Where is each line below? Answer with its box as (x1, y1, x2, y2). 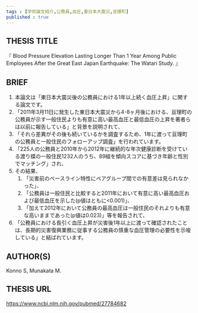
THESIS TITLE (6, 36, 58, 46)
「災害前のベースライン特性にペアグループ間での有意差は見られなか (23, 175, 189, 182)
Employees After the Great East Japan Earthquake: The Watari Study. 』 (6, 60, 181, 67)
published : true (6, 14, 49, 20)
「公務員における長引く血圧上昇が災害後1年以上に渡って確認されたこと (14, 219, 188, 226)
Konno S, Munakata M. (6, 267, 61, 274)
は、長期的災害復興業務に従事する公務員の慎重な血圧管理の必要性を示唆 (14, 227, 191, 234)
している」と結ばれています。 (14, 234, 87, 241)
